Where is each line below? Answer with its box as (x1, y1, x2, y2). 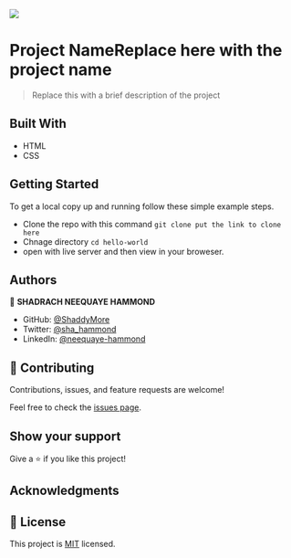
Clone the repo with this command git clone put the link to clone (22, 218, 281, 229)
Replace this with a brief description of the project (31, 89, 221, 100)
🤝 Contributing (9, 360, 95, 375)
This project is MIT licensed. (9, 539, 116, 550)
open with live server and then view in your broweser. (22, 246, 224, 257)
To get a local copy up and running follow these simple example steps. (9, 201, 275, 212)
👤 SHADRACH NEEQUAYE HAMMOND (9, 297, 156, 308)
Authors (9, 272, 57, 288)
